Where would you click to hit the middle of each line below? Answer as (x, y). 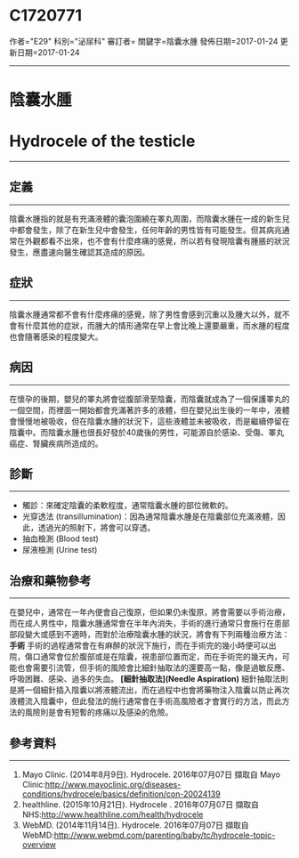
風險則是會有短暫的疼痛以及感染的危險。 (99, 712)
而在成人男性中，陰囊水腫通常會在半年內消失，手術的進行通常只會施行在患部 (149, 623)
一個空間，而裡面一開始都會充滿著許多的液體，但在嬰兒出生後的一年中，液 (145, 409)
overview (39, 844)
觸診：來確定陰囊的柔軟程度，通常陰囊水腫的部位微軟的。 (127, 506)
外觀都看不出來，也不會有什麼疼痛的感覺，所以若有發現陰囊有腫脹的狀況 (157, 240)
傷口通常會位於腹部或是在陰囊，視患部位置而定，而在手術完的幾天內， (153, 657)
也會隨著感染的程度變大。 (56, 336)
